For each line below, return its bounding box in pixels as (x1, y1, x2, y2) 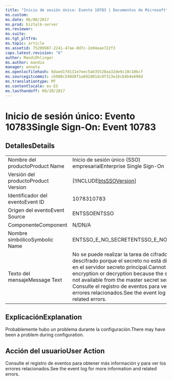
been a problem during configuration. (5, 332, 84, 338)
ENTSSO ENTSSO (72, 210, 114, 217)
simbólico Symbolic (8, 236, 54, 243)
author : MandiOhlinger (5, 55, 54, 60)
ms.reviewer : (5, 27, 33, 32)
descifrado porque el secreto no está (72, 257, 161, 264)
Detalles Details (5, 142, 55, 150)
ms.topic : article (5, 41, 45, 46)
